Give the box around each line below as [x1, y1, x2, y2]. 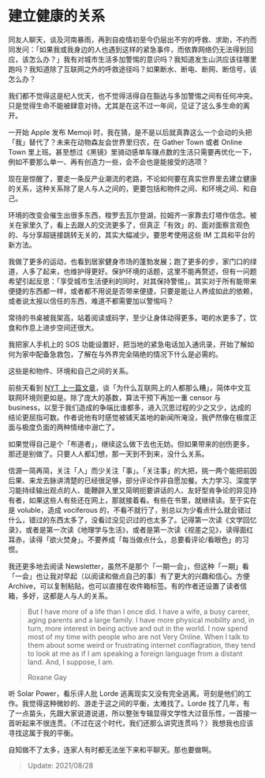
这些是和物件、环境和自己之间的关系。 [8, 366, 132, 376]
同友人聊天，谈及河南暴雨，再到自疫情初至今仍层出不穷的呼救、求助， [8, 35, 237, 44]
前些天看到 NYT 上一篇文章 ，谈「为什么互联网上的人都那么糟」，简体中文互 [8, 383, 252, 392]
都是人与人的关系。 [49, 591, 112, 600]
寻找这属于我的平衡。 [8, 728, 77, 738]
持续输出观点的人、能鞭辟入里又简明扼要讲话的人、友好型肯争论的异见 [21, 485, 250, 495]
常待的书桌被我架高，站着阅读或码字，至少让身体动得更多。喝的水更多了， [8, 312, 250, 322]
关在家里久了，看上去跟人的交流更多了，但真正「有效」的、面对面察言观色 [8, 220, 250, 230]
